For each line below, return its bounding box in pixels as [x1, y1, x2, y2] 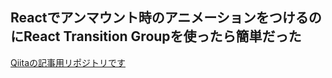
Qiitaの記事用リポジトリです [10, 56, 126, 68]
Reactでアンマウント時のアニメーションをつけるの [10, 9, 322, 27]
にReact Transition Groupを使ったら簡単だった [10, 28, 302, 45]
